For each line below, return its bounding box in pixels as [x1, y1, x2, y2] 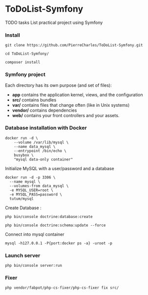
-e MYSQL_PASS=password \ [9, 192, 63, 197]
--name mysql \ [9, 179, 41, 184]
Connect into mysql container [5, 231, 64, 237]
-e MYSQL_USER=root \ [9, 188, 54, 193]
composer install [5, 60, 41, 65]
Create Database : [5, 205, 42, 211]
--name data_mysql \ [14, 144, 56, 149]
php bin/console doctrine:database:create [5, 214, 93, 219]
